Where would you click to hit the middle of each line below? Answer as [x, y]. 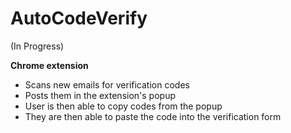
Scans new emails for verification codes [107, 84]
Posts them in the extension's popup [100, 95]
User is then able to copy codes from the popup [123, 106]
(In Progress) [37, 46]
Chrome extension [49, 65]
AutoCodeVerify [79, 18]
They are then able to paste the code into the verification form [153, 116]
